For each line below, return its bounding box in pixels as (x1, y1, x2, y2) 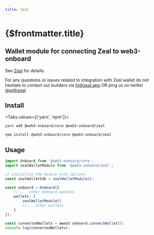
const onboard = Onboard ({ (5, 185, 60, 190)
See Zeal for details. (5, 67, 45, 73)
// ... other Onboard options (14, 189, 75, 194)
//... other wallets (22, 203, 64, 208)
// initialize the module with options (5, 172, 86, 177)
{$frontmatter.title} (5, 28, 84, 39)
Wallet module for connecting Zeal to (5, 47, 119, 56)
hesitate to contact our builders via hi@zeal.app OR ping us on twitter (5, 82, 144, 88)
